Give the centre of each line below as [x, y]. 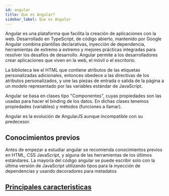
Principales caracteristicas [48, 187]
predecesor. [18, 122]
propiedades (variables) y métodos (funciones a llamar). [64, 107]
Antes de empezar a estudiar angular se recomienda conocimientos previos [84, 150]
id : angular [18, 10]
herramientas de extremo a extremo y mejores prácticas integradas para [80, 50]
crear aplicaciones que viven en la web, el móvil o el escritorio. [71, 60]
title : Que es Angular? [30, 15]
